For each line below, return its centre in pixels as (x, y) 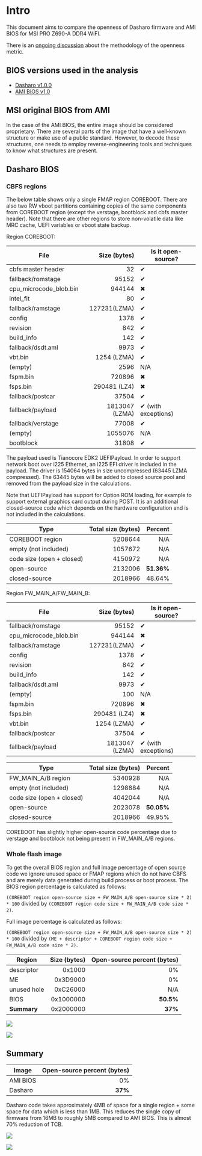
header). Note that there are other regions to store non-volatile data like (95, 219)
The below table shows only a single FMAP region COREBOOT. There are (97, 200)
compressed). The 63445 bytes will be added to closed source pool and (96, 477)
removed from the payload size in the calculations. (69, 484)
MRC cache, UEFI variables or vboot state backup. (69, 225)
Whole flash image (34, 854)
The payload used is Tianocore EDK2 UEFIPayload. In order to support (93, 458)
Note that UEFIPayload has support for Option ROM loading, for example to (99, 495)
